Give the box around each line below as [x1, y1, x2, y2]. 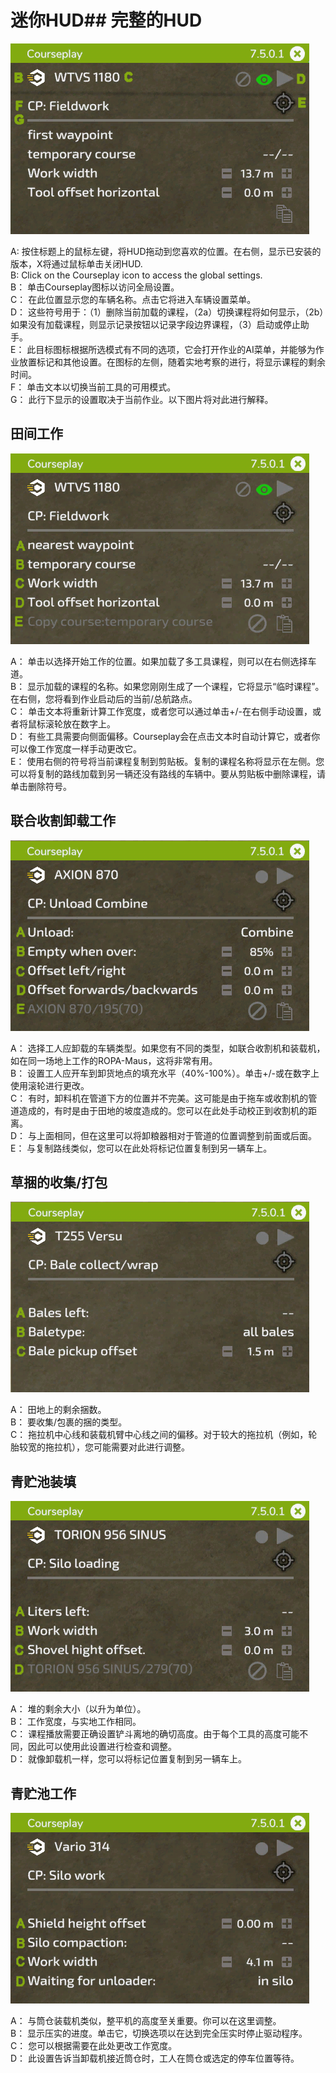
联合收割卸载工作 [10, 812, 116, 830]
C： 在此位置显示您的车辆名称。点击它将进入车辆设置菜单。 [10, 293, 257, 305]
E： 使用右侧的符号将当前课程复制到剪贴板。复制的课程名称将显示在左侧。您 [10, 755, 325, 767]
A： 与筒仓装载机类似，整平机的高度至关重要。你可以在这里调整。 [10, 2015, 282, 2026]
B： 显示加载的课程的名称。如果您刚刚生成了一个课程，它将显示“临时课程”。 [10, 680, 325, 692]
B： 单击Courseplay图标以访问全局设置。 [10, 281, 180, 293]
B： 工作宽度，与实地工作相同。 [10, 1716, 142, 1728]
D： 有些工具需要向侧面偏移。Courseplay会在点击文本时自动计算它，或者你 [10, 730, 321, 742]
